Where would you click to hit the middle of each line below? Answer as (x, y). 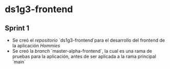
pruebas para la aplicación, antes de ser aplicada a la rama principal (84, 56)
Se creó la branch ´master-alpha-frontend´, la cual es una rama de (82, 51)
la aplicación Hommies (36, 46)
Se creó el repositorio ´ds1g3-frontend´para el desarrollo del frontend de (88, 40)
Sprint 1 (17, 28)
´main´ (19, 62)
